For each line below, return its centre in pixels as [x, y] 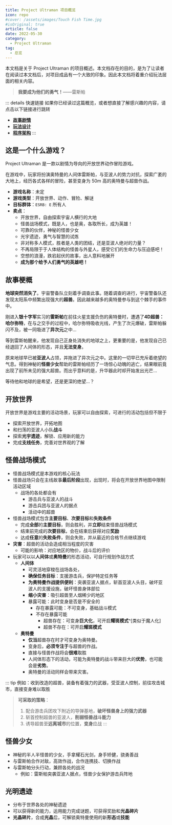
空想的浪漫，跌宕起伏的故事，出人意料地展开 [68, 256]
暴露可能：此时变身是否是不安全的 [64, 601]
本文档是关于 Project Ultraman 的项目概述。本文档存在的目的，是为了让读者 [85, 68]
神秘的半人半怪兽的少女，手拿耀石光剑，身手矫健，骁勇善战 [76, 754]
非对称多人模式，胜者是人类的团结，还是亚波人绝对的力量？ [83, 243]
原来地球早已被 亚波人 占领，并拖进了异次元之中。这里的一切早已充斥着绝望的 [86, 358]
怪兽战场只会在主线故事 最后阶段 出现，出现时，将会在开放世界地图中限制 [89, 480]
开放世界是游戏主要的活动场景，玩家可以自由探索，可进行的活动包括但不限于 [86, 412]
